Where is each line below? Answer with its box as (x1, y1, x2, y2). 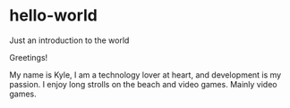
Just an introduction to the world (9, 35, 130, 46)
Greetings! (9, 52, 48, 62)
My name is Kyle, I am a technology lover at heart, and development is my (9, 69, 282, 80)
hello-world (9, 5, 98, 26)
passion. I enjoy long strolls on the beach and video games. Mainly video (9, 79, 277, 89)
